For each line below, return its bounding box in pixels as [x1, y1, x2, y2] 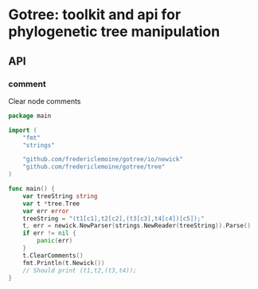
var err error [22, 207, 69, 215]
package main [8, 112, 52, 120]
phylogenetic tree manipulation [8, 22, 221, 41]
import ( [8, 126, 37, 134]
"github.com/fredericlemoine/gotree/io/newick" [22, 156, 183, 164]
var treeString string [22, 192, 98, 200]
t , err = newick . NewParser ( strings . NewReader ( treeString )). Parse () [22, 222, 251, 230]
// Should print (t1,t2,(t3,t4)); [22, 266, 137, 275]
